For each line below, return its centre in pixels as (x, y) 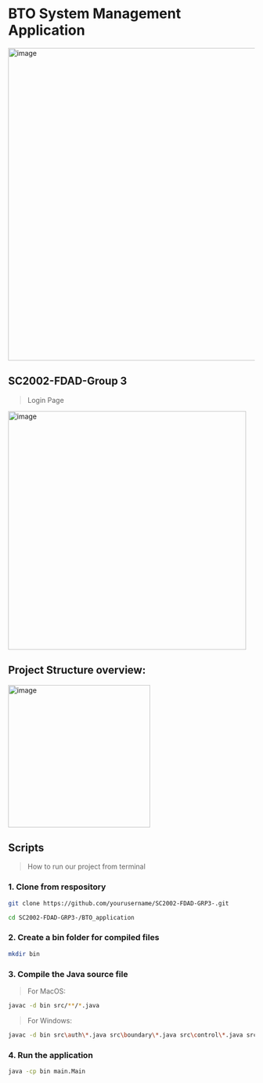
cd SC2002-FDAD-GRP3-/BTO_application (71, 917)
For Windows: (50, 1020)
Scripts (26, 848)
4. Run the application (51, 1055)
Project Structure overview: (77, 670)
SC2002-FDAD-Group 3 (68, 381)
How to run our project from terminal (86, 867)
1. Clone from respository (57, 887)
